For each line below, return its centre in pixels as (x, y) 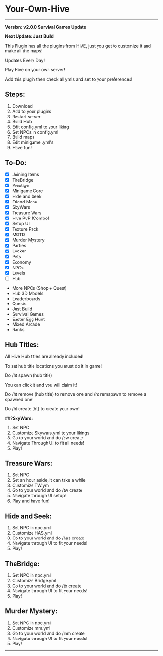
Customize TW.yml (31, 485)
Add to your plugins (32, 111)
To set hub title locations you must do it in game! (54, 366)
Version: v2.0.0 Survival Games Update (46, 27)
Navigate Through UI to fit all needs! (48, 443)
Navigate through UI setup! (39, 496)
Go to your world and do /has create (48, 538)
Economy (22, 262)
